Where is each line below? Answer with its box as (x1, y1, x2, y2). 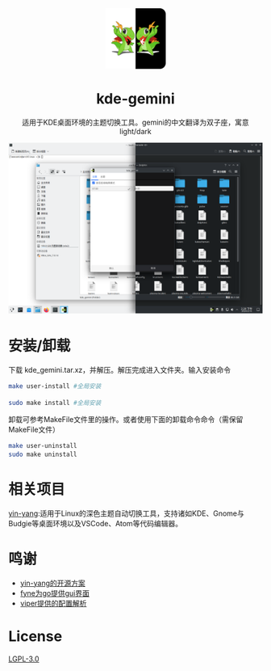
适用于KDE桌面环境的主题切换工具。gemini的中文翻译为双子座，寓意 (22, 117, 249, 127)
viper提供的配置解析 (19, 598, 87, 608)
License (8, 627, 63, 645)
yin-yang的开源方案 (19, 578, 86, 588)
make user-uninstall (8, 442, 78, 450)
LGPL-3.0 (8, 654, 40, 664)
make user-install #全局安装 (8, 382, 102, 390)
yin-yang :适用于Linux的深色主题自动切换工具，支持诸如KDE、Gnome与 (8, 509, 244, 518)
